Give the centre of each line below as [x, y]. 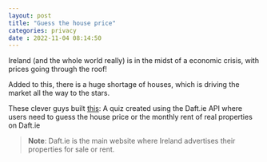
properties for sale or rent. [71, 149]
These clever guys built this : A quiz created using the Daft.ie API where [126, 109]
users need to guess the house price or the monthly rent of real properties [131, 117]
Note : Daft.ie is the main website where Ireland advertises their [132, 141]
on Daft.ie [24, 125]
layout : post [30, 16]
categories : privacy [43, 30]
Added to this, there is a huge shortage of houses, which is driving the [124, 85]
